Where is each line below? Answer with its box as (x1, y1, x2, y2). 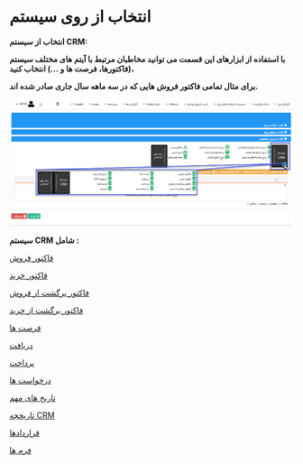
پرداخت (9, 357, 35, 367)
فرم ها (9, 444, 32, 455)
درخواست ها (9, 375, 51, 385)
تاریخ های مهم (9, 392, 56, 403)
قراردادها (9, 427, 41, 438)
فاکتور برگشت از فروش (9, 287, 90, 298)
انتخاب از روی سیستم (9, 6, 151, 27)
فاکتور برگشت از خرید (9, 304, 84, 315)
